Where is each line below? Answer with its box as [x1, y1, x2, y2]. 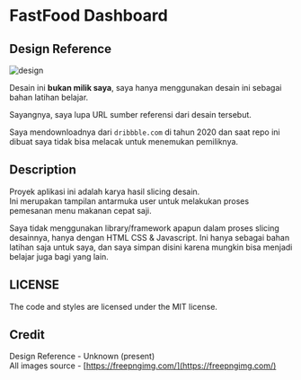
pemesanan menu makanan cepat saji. [9, 205, 152, 216]
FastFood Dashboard [9, 5, 168, 26]
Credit [9, 327, 45, 342]
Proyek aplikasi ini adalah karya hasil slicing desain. [9, 186, 200, 197]
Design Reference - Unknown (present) [9, 351, 155, 362]
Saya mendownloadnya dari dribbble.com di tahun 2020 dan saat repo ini [9, 127, 280, 137]
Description [9, 163, 76, 178]
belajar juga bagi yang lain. [9, 251, 110, 261]
